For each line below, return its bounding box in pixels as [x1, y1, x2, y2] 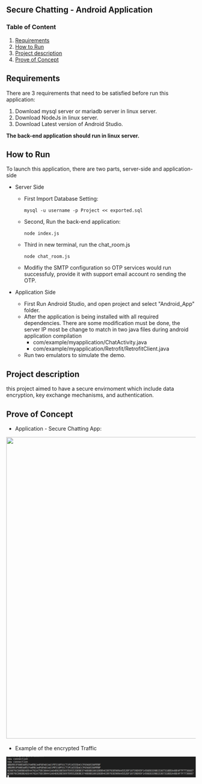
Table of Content [6, 23, 57, 31]
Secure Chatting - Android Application [6, 5, 153, 15]
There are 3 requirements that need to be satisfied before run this [6, 89, 169, 96]
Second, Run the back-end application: [23, 218, 121, 226]
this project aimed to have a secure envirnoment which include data [6, 385, 174, 393]
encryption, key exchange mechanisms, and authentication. [6, 391, 155, 399]
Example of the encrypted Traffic [14, 744, 97, 751]
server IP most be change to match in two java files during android [23, 326, 189, 334]
